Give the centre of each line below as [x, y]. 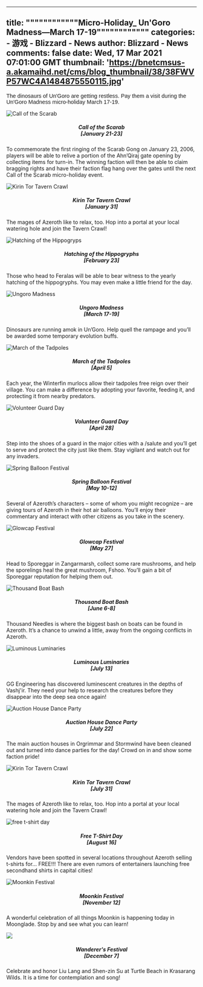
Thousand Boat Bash [101, 602]
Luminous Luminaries [101, 662]
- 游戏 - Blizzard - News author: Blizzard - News [97, 43]
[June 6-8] [101, 608]
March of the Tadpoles [101, 361]
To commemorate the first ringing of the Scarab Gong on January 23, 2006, [101, 149]
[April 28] [101, 428]
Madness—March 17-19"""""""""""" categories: [101, 32]
